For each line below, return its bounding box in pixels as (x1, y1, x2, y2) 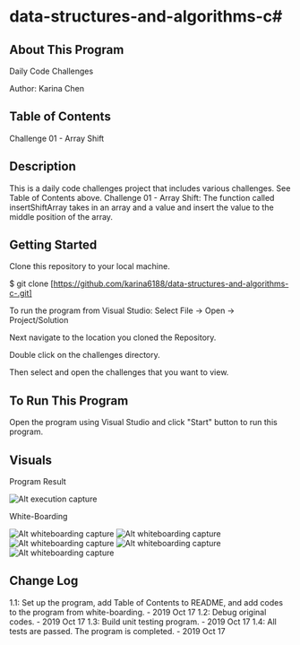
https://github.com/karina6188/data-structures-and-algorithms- (53, 278, 289, 289)
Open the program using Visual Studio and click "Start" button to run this (9, 417, 278, 428)
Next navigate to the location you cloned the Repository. (9, 332, 217, 343)
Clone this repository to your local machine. (9, 261, 170, 272)
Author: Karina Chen (9, 83, 85, 93)
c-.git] (9, 288, 33, 299)
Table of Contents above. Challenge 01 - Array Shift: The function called (9, 192, 275, 203)
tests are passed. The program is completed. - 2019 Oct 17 (9, 625, 226, 636)
